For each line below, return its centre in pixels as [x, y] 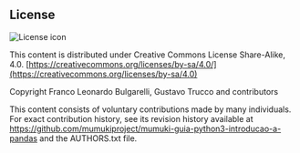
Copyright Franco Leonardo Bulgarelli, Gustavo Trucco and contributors [144, 91]
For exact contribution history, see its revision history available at [131, 118]
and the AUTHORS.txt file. [88, 138]
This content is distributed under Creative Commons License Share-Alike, [147, 55]
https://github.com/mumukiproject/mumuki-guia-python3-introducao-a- [145, 128]
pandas [24, 138]
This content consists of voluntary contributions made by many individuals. [150, 109]
